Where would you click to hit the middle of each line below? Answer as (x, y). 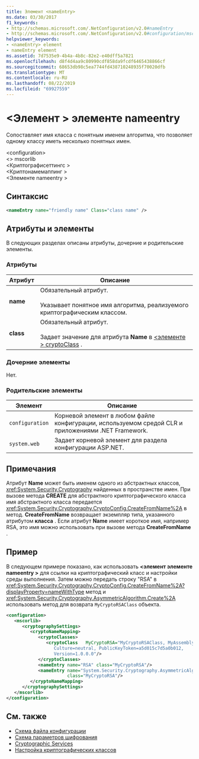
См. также (27, 717)
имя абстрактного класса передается (54, 502)
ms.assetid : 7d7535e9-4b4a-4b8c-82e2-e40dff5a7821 (70, 56)
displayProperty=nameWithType (45, 592)
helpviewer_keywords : (33, 39)
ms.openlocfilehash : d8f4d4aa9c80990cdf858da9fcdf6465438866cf (86, 61)
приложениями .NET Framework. (101, 431)
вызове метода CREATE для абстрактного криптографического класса (96, 496)
